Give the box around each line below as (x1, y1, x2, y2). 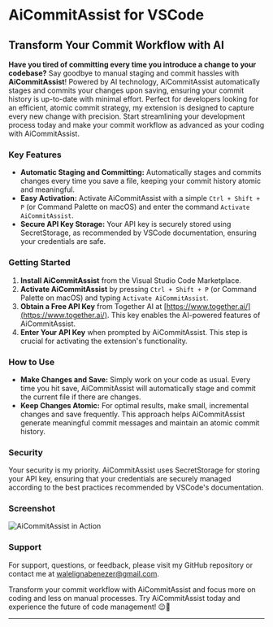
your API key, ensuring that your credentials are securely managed (8, 474, 232, 484)
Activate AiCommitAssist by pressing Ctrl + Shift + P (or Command (19, 284, 258, 294)
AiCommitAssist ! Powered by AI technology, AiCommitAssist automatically (8, 77, 260, 86)
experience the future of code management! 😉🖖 (8, 602, 171, 612)
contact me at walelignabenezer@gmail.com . (8, 568, 160, 578)
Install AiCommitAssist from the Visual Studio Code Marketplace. (19, 275, 242, 285)
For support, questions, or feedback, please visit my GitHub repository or (8, 560, 253, 570)
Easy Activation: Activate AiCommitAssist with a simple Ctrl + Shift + (19, 194, 261, 203)
